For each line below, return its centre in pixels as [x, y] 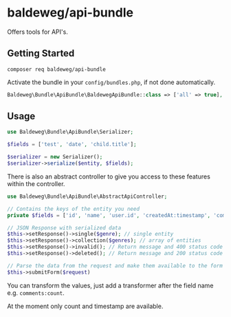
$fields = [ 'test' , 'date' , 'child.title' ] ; [72, 145]
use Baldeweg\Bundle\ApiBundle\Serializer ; [70, 132]
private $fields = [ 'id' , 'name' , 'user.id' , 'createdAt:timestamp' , [109, 215]
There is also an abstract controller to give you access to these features [109, 176]
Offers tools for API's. [38, 32]
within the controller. [36, 183]
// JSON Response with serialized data [64, 228]
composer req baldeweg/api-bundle [57, 69]
